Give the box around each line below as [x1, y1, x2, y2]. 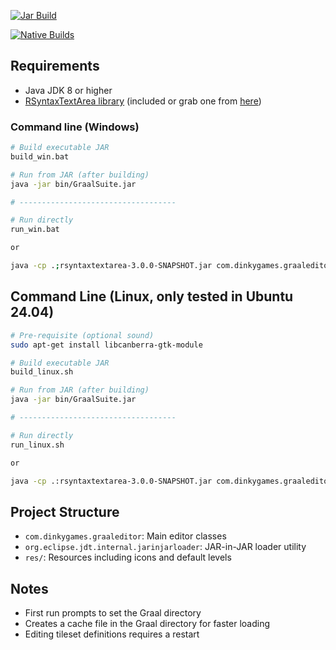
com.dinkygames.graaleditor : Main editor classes [24, 530, 227, 542]
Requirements [10, 58, 100, 75]
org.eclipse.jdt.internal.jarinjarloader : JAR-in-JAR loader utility [24, 541, 307, 553]
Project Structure [10, 503, 120, 520]
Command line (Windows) [10, 120, 140, 134]
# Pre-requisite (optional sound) [10, 330, 155, 340]
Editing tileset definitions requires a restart [24, 628, 200, 640]
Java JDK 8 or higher [24, 84, 113, 96]
